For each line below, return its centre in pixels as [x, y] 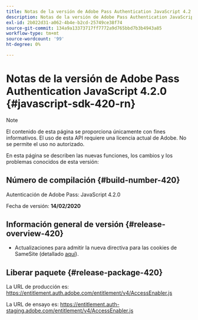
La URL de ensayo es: [32, 305]
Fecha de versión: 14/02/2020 [44, 206]
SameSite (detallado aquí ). [47, 254]
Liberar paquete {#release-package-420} [85, 273]
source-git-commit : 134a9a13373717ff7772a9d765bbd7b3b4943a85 [84, 28]
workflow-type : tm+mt [33, 34]
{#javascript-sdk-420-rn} [71, 104]
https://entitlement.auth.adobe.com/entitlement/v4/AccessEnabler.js [89, 293]
